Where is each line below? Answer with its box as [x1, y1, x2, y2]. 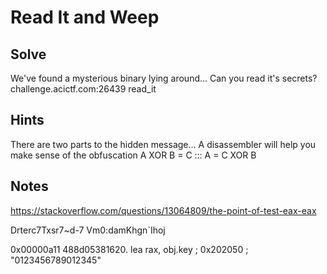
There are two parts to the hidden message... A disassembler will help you [10, 138, 317, 150]
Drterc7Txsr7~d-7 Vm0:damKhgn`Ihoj [10, 224, 166, 236]
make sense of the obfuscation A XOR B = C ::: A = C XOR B [10, 149, 257, 161]
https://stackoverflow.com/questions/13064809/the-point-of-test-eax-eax [10, 204, 317, 216]
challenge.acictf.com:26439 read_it [10, 83, 157, 95]
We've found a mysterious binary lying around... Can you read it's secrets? [10, 72, 318, 84]
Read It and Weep [10, 6, 160, 29]
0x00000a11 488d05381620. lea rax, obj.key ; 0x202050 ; [10, 243, 249, 255]
